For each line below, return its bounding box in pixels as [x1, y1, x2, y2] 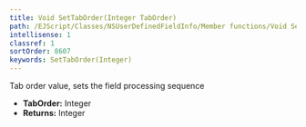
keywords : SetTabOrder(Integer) [9, 55, 132, 64]
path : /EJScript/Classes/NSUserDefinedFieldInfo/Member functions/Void [9, 22, 287, 31]
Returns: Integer [22, 108, 86, 118]
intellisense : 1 [9, 30, 71, 39]
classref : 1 [9, 38, 55, 48]
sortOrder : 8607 [9, 47, 71, 56]
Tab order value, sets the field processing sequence [9, 81, 205, 91]
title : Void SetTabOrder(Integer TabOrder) [9, 13, 178, 23]
